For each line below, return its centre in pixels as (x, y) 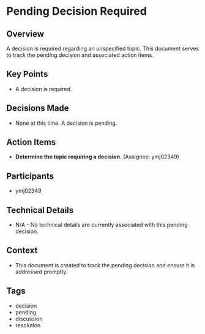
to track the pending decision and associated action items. (80, 55)
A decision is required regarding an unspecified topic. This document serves (103, 48)
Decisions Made (38, 108)
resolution (28, 325)
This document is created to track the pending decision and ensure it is (105, 265)
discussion (29, 319)
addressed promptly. (41, 272)
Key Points (27, 74)
